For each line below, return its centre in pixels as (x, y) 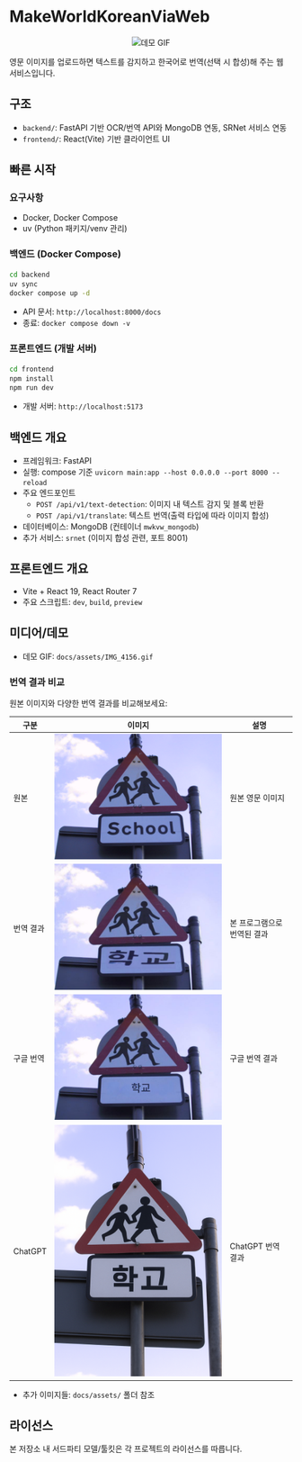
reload (35, 483)
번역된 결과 (249, 934)
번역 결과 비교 (37, 681)
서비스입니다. (32, 73)
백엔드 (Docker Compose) (65, 254)
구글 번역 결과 (254, 1059)
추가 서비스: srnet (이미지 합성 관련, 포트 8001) (105, 538)
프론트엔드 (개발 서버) (53, 348)
